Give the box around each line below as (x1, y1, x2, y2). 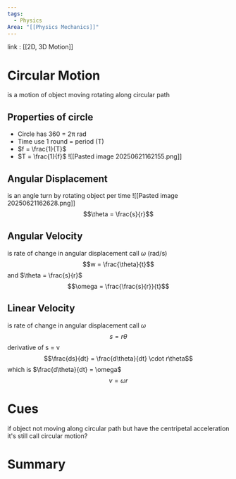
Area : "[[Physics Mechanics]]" (7, 23, 99, 30)
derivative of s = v (7, 343, 60, 352)
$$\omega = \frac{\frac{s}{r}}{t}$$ (67, 282, 170, 290)
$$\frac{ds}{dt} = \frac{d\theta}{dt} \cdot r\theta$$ (43, 354, 194, 363)
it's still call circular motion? (7, 431, 88, 440)
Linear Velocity (7, 302, 75, 314)
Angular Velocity (7, 230, 83, 242)
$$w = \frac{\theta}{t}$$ (82, 260, 155, 268)
